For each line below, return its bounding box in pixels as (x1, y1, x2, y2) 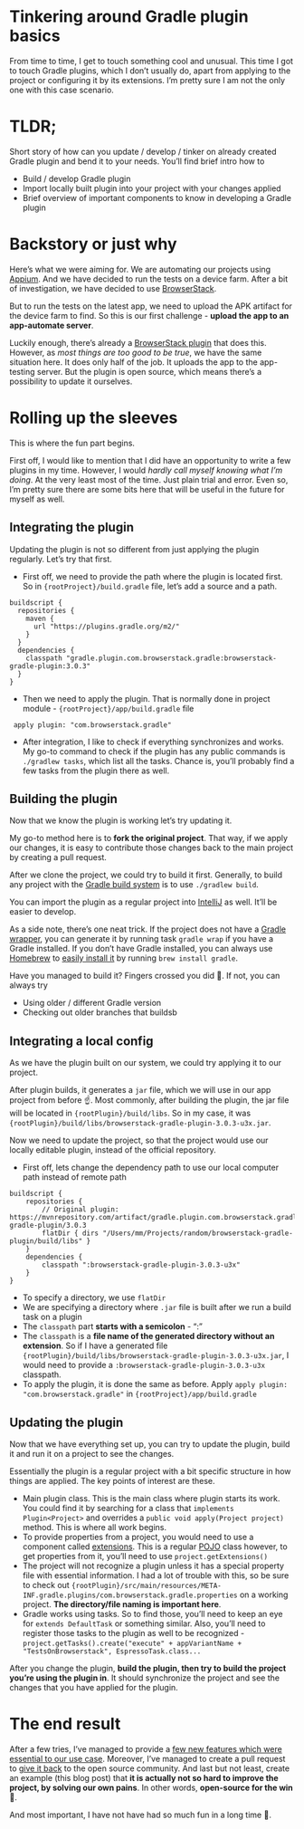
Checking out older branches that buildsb (22, 1007, 178, 1018)
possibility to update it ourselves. (9, 376, 133, 387)
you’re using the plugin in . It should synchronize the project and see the (9, 1672, 280, 1683)
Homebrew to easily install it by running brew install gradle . (9, 953, 238, 963)
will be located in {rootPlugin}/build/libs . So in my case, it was (9, 1107, 252, 1119)
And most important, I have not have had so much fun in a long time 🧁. (9, 1809, 271, 1820)
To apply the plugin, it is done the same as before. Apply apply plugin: (22, 1379, 288, 1390)
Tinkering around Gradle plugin (9, 6, 249, 27)
